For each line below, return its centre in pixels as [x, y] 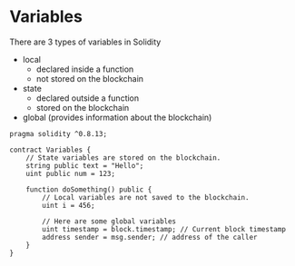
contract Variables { [50, 150]
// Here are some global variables [109, 221]
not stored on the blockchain [89, 78]
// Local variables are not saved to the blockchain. [146, 197]
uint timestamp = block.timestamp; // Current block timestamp [164, 229]
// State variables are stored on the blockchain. [123, 158]
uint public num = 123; [71, 173]
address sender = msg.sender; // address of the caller [150, 237]
